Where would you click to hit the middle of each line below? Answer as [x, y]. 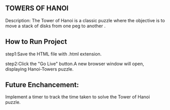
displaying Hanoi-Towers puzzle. [39, 69]
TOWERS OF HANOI [37, 8]
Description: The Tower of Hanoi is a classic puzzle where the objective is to [85, 20]
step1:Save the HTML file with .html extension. [54, 54]
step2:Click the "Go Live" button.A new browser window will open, [75, 64]
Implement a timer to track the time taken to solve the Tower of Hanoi [78, 97]
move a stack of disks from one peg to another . [55, 26]
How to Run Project [36, 42]
